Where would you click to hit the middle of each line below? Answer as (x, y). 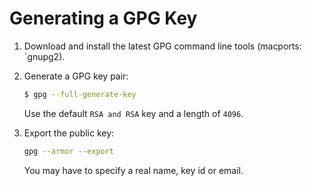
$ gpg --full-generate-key (80, 94)
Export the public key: (69, 133)
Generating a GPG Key (103, 18)
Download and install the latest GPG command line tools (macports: (162, 46)
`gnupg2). (44, 56)
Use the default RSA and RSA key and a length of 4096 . (133, 113)
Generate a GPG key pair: (76, 76)
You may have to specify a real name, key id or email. (133, 170)
